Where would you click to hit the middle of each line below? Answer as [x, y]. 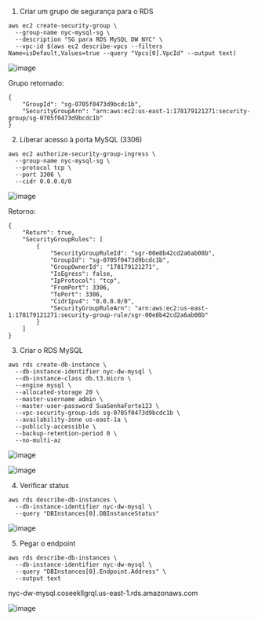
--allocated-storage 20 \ [58, 392]
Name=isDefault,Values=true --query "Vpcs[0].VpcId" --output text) [122, 53]
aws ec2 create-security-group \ [63, 26]
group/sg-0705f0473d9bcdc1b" [56, 118]
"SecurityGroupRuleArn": [91, 308]
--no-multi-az [38, 440]
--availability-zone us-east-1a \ [71, 420]
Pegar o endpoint [47, 543]
